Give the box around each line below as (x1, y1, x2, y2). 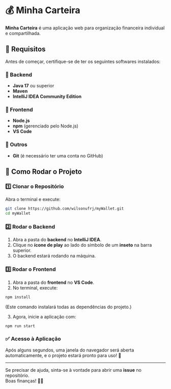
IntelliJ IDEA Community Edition (12, 93, 82, 100)
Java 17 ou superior (12, 83, 54, 89)
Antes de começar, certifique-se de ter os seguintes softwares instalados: (5, 58, 161, 64)
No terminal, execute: (12, 284, 58, 290)
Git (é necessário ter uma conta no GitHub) (12, 152, 103, 158)
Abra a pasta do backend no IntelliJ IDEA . (12, 237, 102, 243)
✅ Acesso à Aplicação (5, 335, 61, 342)
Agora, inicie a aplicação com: (12, 313, 76, 319)
